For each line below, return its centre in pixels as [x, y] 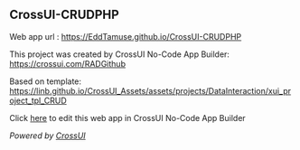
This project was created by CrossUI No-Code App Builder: [120, 54]
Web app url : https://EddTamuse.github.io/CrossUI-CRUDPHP [126, 36]
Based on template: [46, 81]
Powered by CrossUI [47, 136]
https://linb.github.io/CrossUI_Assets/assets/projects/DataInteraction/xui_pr [150, 90]
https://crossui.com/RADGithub [68, 63]
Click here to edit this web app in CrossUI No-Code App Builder [127, 117]
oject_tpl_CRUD [38, 100]
